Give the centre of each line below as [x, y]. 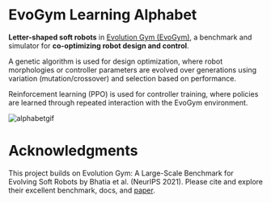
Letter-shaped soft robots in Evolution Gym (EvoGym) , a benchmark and [130, 37]
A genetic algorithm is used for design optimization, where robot [116, 61]
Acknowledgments [74, 151]
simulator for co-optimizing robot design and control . [99, 45]
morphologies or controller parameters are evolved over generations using [133, 69]
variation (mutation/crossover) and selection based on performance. [123, 78]
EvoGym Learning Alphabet [103, 15]
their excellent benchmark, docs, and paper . [82, 190]
